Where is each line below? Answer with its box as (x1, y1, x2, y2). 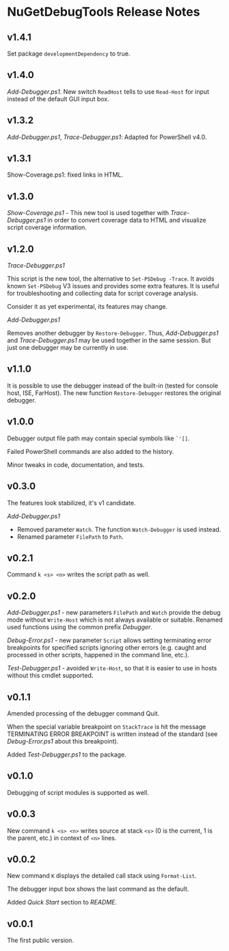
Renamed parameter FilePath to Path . (16, 532, 124, 541)
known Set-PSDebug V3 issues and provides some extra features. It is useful (7, 282, 220, 290)
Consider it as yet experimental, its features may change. (7, 303, 167, 311)
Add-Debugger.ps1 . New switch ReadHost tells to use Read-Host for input (7, 87, 210, 96)
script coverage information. (7, 223, 87, 231)
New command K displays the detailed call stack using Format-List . (7, 872, 197, 880)
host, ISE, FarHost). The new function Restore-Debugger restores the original (7, 388, 221, 397)
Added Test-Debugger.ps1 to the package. (7, 750, 126, 759)
